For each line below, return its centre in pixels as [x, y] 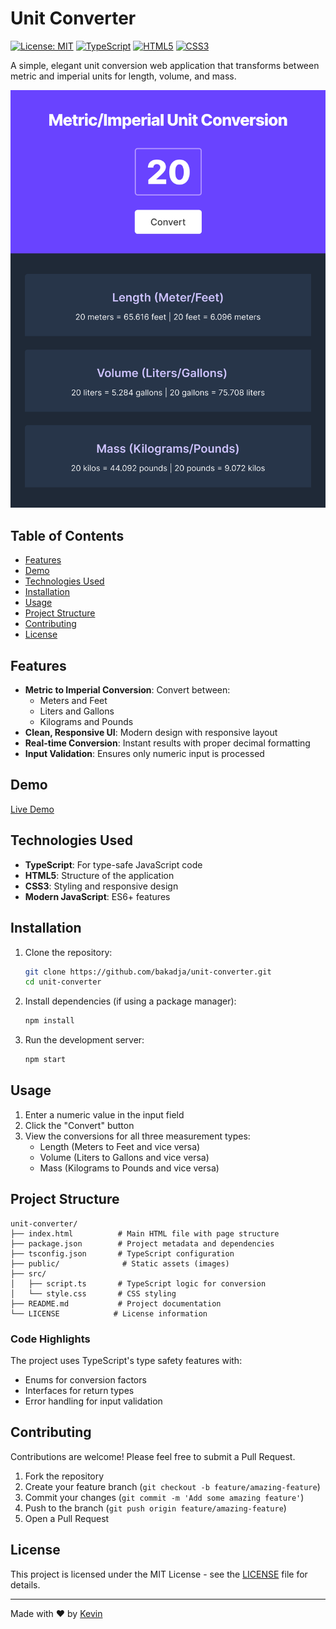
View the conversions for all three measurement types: [137, 1136]
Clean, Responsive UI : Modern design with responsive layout [151, 733]
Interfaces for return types [79, 1390]
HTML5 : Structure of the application [99, 875]
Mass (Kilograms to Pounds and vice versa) [129, 1168]
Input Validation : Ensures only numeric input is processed [144, 754]
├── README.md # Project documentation [116, 1303]
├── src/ [28, 1273]
